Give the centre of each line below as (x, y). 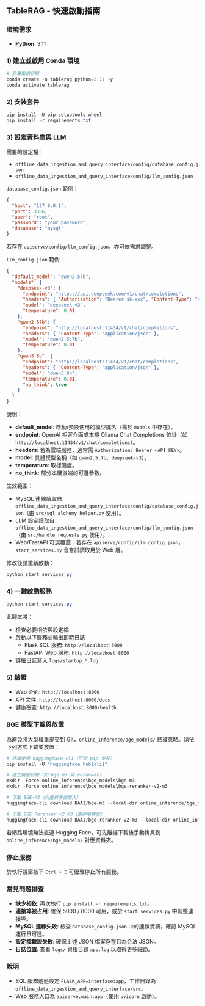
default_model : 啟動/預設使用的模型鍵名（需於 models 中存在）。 (95, 427)
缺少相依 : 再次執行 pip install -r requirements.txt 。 (84, 903)
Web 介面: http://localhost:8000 (57, 692)
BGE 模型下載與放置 (35, 724)
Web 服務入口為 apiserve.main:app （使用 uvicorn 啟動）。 (88, 996)
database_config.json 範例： (43, 188)
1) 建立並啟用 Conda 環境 (43, 60)
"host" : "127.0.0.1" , (39, 206)
